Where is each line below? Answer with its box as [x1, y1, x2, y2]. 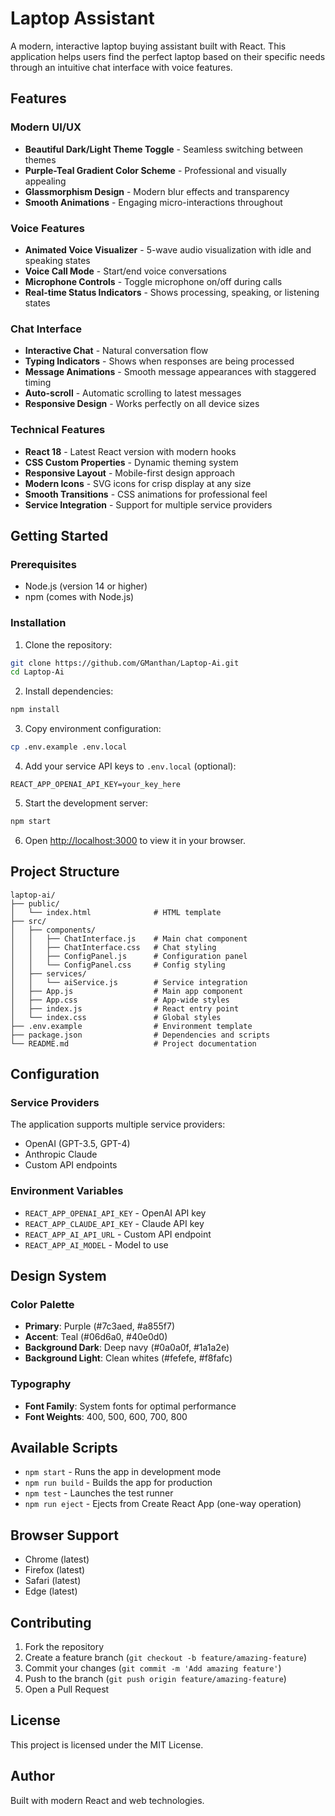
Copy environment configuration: [24, 723, 162, 735]
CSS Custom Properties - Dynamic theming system [24, 456, 239, 468]
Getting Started [10, 527, 109, 544]
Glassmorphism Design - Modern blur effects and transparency [24, 185, 290, 197]
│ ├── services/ [10, 968, 87, 979]
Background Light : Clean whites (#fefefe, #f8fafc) [24, 1352, 233, 1364]
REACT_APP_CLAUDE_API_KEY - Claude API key [24, 1217, 205, 1229]
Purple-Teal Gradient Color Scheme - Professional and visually [24, 164, 287, 176]
